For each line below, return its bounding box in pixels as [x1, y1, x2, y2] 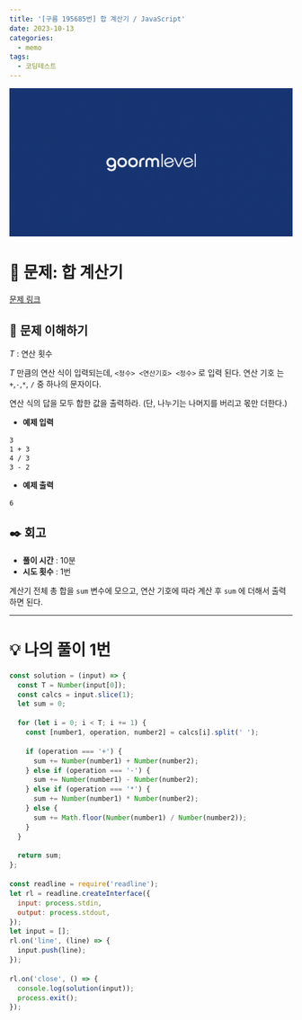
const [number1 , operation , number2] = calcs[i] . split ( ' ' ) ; [25, 728, 259, 737]
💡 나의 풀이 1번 [9, 640, 111, 661]
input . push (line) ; [17, 946, 87, 955]
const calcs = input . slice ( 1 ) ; [17, 690, 135, 699]
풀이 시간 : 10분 [22, 554, 76, 565]
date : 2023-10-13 [9, 23, 75, 33]
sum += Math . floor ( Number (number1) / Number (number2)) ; [32, 813, 247, 822]
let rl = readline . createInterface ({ [9, 889, 151, 898]
